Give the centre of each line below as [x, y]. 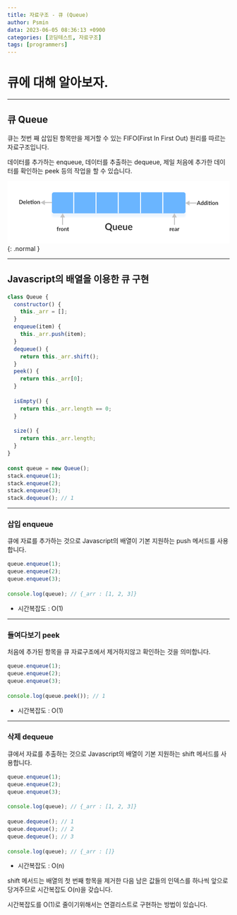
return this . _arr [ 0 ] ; [51, 379]
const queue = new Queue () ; [49, 468]
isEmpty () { [31, 401]
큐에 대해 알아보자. [58, 83]
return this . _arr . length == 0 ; [66, 409]
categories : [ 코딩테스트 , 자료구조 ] [55, 37]
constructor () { [37, 304]
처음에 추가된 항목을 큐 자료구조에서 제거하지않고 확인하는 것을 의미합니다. [109, 652]
